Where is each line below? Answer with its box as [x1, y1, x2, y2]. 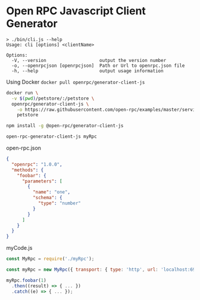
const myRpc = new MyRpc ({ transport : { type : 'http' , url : [6, 267, 159, 273]
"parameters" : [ [21, 178, 62, 184]
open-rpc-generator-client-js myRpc [6, 134, 97, 140]
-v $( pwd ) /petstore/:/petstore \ [11, 95, 95, 101]
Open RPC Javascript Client [6, 4, 146, 18]
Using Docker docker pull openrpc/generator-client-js [6, 78, 145, 85]
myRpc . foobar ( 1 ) [6, 277, 46, 283]
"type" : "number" [37, 200, 82, 206]
